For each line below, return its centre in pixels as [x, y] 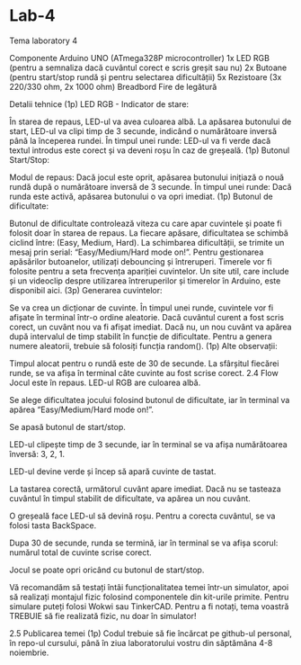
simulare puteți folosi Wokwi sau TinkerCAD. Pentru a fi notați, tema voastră [149, 606]
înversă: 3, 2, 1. [37, 454]
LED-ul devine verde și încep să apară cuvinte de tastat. [113, 471]
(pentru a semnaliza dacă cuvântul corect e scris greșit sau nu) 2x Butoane [148, 67]
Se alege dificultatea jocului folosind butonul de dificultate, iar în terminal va [150, 400]
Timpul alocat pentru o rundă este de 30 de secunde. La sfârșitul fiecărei [144, 363]
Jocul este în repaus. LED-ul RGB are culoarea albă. [105, 382]
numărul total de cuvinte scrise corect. [81, 552]
